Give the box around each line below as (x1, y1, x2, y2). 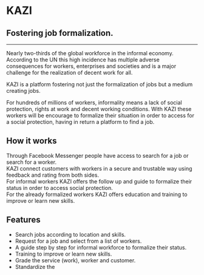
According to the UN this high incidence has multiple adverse (6, 56, 160, 63)
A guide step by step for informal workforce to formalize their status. (15, 243, 187, 251)
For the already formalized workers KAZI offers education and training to (6, 191, 188, 198)
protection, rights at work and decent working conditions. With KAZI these (6, 106, 192, 112)
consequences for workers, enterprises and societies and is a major (6, 63, 177, 70)
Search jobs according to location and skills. (15, 231, 126, 238)
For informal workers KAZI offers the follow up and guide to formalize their (6, 177, 192, 185)
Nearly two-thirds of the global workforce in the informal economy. (6, 50, 174, 56)
